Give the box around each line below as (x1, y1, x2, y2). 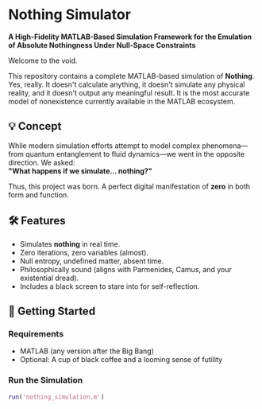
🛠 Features (8, 214, 66, 228)
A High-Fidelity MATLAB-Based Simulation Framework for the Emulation (8, 32, 252, 41)
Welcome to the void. (8, 56, 78, 65)
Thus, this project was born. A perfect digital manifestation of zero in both (8, 181, 251, 191)
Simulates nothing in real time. (19, 239, 121, 248)
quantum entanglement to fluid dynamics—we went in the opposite (25, 149, 245, 158)
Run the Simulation (8, 375, 83, 386)
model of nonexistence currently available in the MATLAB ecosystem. (8, 96, 236, 106)
